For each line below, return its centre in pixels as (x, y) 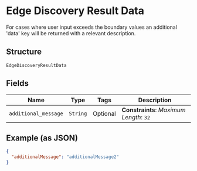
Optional (104, 113)
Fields (18, 83)
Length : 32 (136, 117)
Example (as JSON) (42, 138)
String (78, 113)
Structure (24, 52)
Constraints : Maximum (154, 110)
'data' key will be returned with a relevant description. (71, 33)
